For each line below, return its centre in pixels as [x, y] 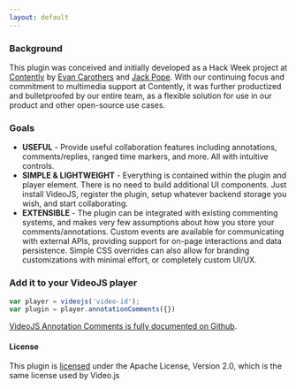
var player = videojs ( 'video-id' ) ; [75, 301]
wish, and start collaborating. [75, 203]
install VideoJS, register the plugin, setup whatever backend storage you [154, 194]
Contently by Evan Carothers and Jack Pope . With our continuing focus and [147, 77]
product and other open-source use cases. [87, 105]
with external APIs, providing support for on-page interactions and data [152, 241]
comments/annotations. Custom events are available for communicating [153, 232]
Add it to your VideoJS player [73, 283]
